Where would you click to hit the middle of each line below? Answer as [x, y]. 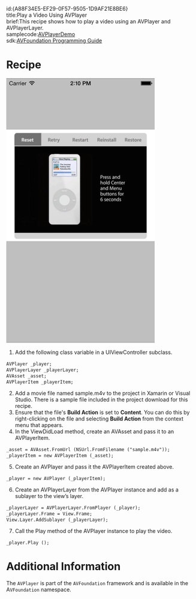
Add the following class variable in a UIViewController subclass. [94, 352]
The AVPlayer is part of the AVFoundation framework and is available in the [97, 583]
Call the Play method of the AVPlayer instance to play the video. [94, 531]
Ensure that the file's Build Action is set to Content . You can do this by [102, 412]
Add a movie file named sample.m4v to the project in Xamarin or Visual [102, 393]
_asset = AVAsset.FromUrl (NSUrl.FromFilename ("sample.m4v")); [88, 449]
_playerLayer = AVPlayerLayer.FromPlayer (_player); [73, 508]
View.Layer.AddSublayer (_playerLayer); [58, 520]
